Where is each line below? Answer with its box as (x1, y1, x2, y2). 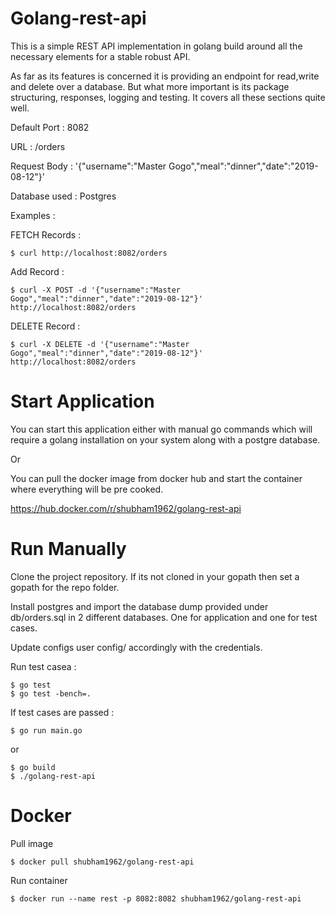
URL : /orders (10, 140, 66, 152)
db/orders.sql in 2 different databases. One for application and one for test (10, 611, 318, 623)
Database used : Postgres (10, 190, 117, 202)
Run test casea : (10, 660, 77, 672)
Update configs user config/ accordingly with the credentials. (10, 641, 263, 653)
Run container (10, 874, 68, 886)
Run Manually (10, 538, 127, 561)
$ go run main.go (10, 725, 83, 736)
